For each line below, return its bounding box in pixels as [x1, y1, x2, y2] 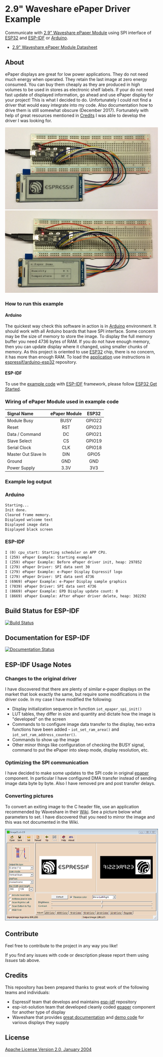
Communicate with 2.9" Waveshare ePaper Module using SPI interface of [5, 30, 152, 35]
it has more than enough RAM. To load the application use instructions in [5, 354, 150, 360]
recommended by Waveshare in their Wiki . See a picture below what [5, 809, 142, 815]
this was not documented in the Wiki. [5, 819, 79, 825]
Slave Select [7, 438, 32, 444]
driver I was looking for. [5, 117, 52, 123]
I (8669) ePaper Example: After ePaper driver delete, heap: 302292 [5, 593, 147, 598]
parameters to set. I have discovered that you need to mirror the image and [5, 814, 155, 820]
